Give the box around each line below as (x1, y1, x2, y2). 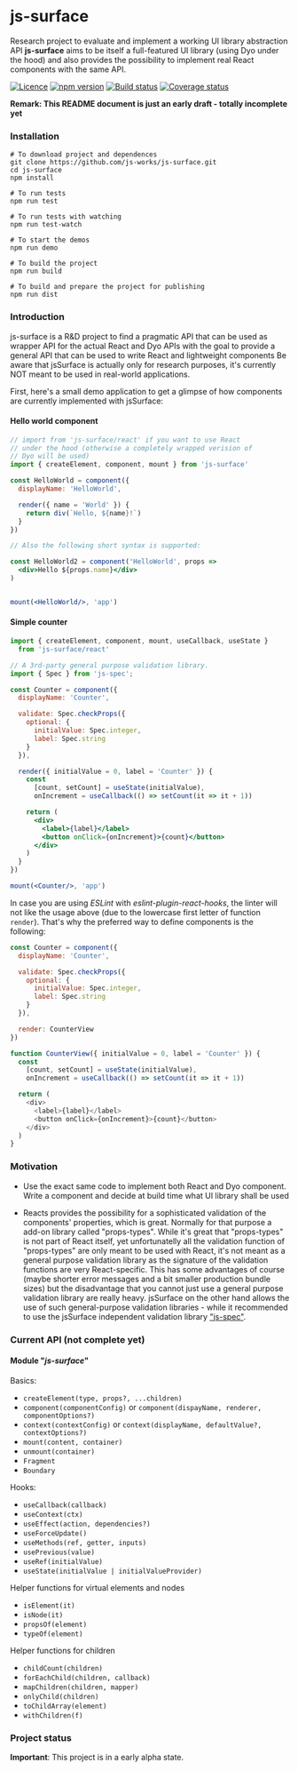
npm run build (10, 267, 63, 276)
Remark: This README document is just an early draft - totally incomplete (10, 98, 287, 108)
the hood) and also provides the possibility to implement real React (10, 54, 255, 65)
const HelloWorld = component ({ (10, 476, 129, 485)
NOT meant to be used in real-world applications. (10, 369, 191, 379)
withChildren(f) (22, 1711, 83, 1720)
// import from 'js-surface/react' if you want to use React (10, 435, 241, 444)
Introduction (10, 311, 65, 323)
